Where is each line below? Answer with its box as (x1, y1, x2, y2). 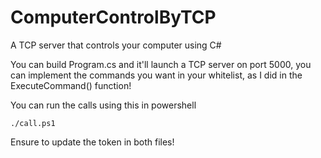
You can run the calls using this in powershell (10, 99, 197, 111)
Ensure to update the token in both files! (10, 136, 175, 148)
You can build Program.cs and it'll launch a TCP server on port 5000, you (10, 58, 312, 70)
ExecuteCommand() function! (10, 79, 132, 91)
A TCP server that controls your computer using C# (10, 39, 222, 51)
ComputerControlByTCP (10, 6, 217, 29)
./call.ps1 (10, 118, 56, 128)
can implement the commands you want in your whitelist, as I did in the (10, 69, 303, 81)
